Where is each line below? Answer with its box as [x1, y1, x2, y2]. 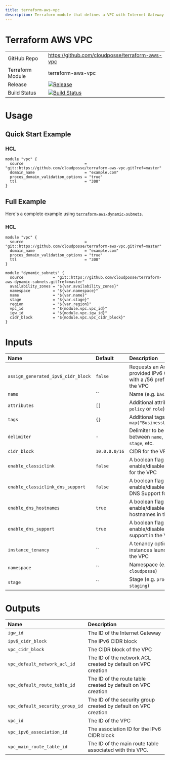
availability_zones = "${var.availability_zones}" [10, 284, 119, 289]
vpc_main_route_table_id [8, 744, 68, 750]
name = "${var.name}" [10, 293, 87, 298]
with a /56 [129, 376, 153, 383]
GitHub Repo [8, 55, 38, 62]
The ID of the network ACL [88, 654, 151, 661]
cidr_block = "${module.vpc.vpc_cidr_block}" [10, 315, 125, 320]
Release [8, 81, 27, 88]
